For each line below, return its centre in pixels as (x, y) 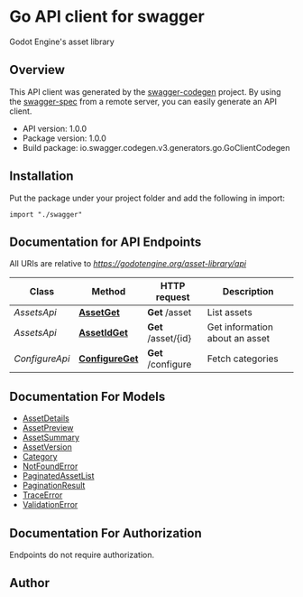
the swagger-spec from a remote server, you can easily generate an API (143, 101)
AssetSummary (50, 438)
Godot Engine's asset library (62, 42)
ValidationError (50, 505)
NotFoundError (50, 466)
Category (40, 457)
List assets (230, 312)
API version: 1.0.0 (55, 128)
